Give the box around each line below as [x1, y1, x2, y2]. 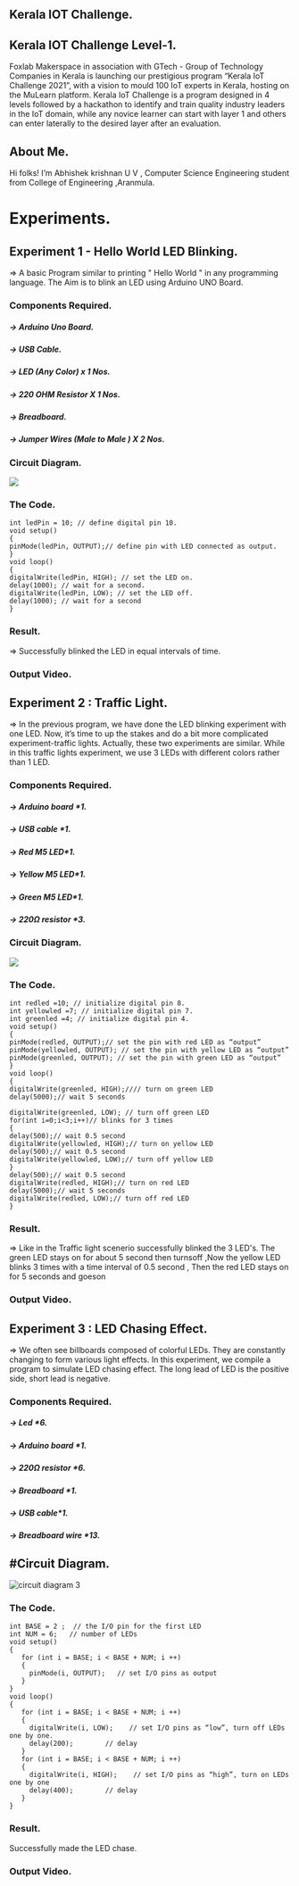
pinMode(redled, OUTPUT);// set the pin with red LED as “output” [9, 1037, 262, 1047]
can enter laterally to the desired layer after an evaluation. [9, 118, 221, 129]
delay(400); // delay [29, 1786, 138, 1795]
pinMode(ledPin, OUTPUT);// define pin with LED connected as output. [9, 542, 278, 552]
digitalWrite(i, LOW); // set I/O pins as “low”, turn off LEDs [29, 1724, 286, 1732]
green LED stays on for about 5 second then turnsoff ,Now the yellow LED [9, 1252, 281, 1263]
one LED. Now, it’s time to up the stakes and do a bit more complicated [9, 728, 269, 739]
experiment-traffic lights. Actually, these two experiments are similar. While [9, 738, 286, 749]
